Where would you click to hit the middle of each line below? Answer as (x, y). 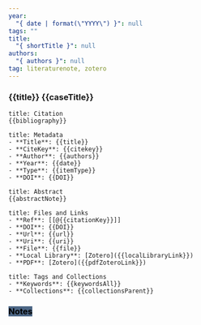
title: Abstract (36, 192)
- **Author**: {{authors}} (54, 156)
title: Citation (36, 114)
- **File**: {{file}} (45, 249)
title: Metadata (36, 135)
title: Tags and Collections (58, 277)
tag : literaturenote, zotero (58, 69)
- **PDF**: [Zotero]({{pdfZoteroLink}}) (78, 263)
